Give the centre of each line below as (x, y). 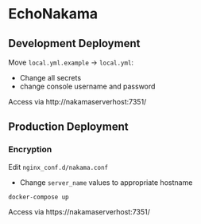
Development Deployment (74, 43)
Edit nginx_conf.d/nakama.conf (58, 167)
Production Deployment (68, 127)
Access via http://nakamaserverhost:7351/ (77, 102)
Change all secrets (50, 78)
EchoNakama (53, 14)
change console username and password (87, 86)
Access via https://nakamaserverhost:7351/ (79, 211)
